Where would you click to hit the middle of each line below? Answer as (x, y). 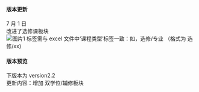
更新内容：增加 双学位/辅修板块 (45, 83)
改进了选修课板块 (27, 31)
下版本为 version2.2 (31, 76)
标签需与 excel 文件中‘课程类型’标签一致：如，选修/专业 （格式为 (106, 38)
